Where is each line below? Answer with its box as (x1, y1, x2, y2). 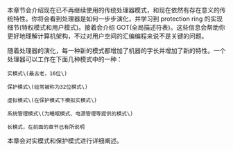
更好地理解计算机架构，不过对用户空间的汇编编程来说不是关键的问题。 (7, 32, 208, 40)
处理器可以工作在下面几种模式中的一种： (7, 55, 123, 63)
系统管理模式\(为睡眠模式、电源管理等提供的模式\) (7, 110, 134, 117)
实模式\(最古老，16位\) (7, 70, 68, 77)
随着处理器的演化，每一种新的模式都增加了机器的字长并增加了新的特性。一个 (7, 47, 226, 54)
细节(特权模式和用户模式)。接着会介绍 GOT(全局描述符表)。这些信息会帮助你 (7, 23, 225, 31)
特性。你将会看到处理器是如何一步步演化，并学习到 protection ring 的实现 (12, 14, 223, 23)
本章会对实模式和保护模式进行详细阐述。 (7, 137, 123, 145)
